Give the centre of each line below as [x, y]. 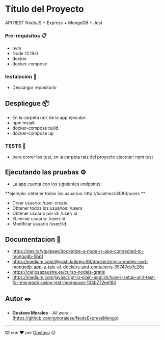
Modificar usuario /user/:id [39, 224]
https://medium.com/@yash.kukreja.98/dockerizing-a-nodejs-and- [80, 262]
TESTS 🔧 [15, 146]
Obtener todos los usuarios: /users [47, 208]
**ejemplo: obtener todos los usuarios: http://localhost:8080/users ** [75, 194]
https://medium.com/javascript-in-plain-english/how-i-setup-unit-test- [84, 277]
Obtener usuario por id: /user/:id [45, 213]
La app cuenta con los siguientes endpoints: [57, 184]
